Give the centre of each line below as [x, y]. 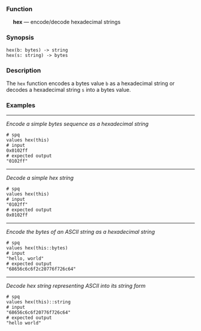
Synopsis [20, 38]
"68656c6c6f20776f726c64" [38, 313]
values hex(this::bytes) [37, 248]
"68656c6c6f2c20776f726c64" [41, 269]
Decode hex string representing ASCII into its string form [76, 286]
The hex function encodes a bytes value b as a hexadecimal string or [91, 83]
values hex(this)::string [38, 302]
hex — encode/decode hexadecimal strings [67, 22]
